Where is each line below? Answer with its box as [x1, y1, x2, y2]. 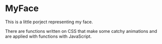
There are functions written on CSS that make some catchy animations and [5, 28, 158, 34]
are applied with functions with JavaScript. [5, 33, 92, 39]
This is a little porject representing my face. [5, 19, 93, 25]
